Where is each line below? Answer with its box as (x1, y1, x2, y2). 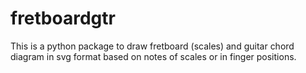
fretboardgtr (10, 7, 116, 30)
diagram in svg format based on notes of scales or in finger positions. (10, 50, 297, 62)
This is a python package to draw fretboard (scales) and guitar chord (10, 40, 295, 52)
